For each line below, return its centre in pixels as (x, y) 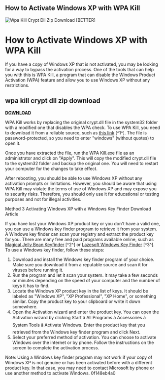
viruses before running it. (38, 270)
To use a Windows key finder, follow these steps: (55, 250)
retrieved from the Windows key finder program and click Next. (76, 332)
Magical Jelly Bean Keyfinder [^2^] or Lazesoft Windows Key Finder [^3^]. (80, 245)
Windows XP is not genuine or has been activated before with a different (79, 362)
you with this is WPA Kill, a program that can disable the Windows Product (80, 75)
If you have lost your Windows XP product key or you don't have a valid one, (82, 223)
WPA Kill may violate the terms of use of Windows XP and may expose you (81, 189)
